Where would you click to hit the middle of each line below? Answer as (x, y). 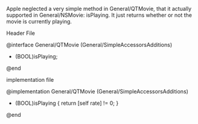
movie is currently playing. (39, 21)
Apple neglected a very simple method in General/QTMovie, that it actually (99, 9)
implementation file (30, 80)
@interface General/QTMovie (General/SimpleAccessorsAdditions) (89, 45)
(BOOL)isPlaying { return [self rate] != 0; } (67, 103)
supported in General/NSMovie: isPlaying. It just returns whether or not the (99, 15)
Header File (21, 33)
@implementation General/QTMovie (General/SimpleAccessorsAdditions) (97, 91)
